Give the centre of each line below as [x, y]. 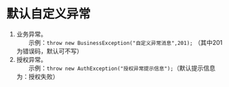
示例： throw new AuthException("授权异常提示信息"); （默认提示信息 [122, 68]
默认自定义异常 [49, 14]
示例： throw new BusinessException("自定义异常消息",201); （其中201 [125, 42]
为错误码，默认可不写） [49, 51]
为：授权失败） [37, 76]
